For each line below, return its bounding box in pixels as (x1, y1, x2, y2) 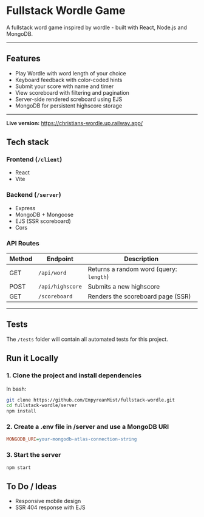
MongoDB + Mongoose (15, 211, 74, 218)
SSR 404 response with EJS (15, 504, 86, 511)
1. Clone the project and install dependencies (6, 371, 141, 380)
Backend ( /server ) (6, 191, 62, 199)
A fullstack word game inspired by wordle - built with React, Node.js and (6, 24, 187, 31)
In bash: (6, 385, 27, 392)
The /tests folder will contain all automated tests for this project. (6, 335, 168, 343)
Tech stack (6, 137, 49, 148)
